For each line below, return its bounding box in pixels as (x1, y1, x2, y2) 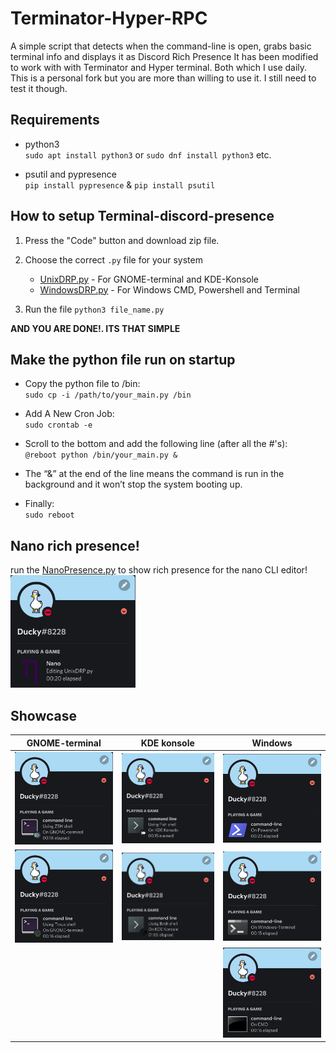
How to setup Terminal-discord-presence (10, 208, 275, 225)
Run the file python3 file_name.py (24, 303, 165, 315)
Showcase (10, 707, 78, 724)
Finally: (24, 498, 55, 510)
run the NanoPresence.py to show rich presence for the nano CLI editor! (10, 564, 308, 576)
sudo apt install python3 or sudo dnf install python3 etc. (24, 148, 272, 161)
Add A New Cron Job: (24, 408, 115, 420)
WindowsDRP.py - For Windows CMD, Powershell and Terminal (39, 283, 300, 296)
